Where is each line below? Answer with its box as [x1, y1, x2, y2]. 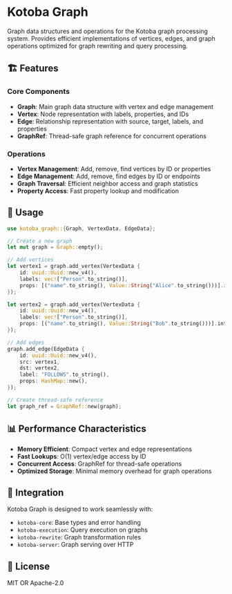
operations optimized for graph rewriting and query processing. [7, 41, 188, 50]
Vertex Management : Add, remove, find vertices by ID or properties [17, 164, 211, 173]
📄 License [7, 560, 50, 572]
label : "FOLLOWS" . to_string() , [19, 371, 110, 379]
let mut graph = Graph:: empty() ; [7, 244, 104, 251]
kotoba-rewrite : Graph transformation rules [17, 533, 142, 542]
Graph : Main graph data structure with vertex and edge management [17, 102, 214, 111]
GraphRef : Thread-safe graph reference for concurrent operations [17, 132, 207, 140]
